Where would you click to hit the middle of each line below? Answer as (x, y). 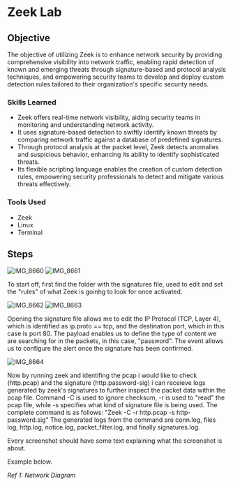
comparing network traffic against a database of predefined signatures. (120, 139)
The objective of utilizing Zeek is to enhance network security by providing (115, 54)
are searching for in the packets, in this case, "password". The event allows (115, 341)
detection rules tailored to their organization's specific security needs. (108, 84)
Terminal (30, 232)
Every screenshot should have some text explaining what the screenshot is (115, 441)
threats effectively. (44, 184)
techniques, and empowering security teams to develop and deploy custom (116, 77)
